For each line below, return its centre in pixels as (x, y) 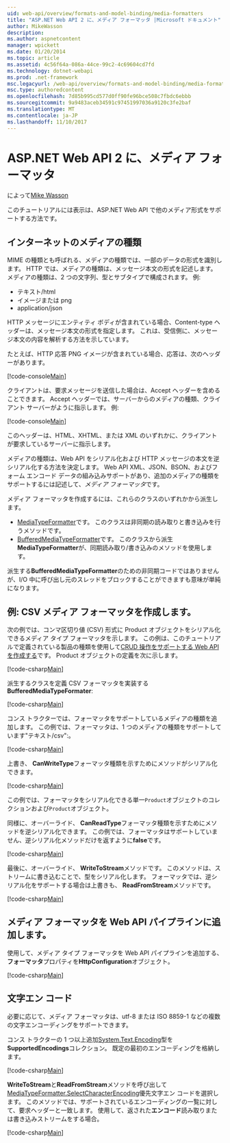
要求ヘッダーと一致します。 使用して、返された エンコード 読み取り (112, 1110)
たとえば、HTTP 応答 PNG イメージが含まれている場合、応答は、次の (105, 354)
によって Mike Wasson (38, 196)
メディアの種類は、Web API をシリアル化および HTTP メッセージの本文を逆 (113, 459)
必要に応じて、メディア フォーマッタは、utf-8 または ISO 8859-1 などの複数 (114, 1016)
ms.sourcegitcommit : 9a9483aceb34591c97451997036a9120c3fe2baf (99, 103)
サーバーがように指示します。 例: (73, 408)
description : (26, 33)
